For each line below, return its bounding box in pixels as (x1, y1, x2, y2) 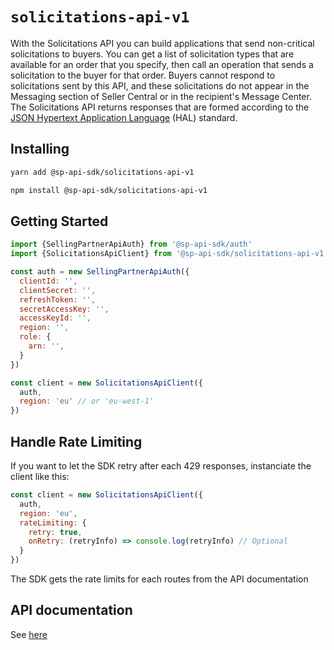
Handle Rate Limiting (10, 433, 143, 450)
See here (10, 628, 48, 640)
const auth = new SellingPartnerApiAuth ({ (10, 267, 190, 277)
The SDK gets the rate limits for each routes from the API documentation (10, 573, 309, 585)
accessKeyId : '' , (19, 313, 92, 323)
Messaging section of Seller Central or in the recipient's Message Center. (10, 90, 312, 102)
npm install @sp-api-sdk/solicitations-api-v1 (10, 185, 208, 195)
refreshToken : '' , (19, 294, 97, 305)
